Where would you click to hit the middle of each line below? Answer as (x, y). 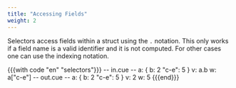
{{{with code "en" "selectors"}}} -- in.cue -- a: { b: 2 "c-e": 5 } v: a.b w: (112, 70)
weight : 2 (22, 21)
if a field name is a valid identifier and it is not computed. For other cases (114, 48)
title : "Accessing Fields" (47, 14)
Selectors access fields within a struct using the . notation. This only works (118, 40)
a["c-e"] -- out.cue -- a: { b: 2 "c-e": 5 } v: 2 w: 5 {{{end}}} (93, 77)
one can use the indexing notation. (58, 56)
